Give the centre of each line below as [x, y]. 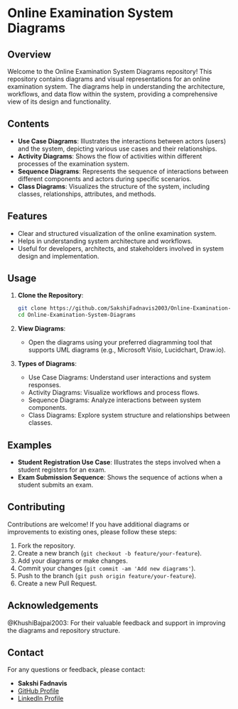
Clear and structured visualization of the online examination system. [117, 233]
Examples [29, 445]
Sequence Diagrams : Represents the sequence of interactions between [123, 171]
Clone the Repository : [50, 296]
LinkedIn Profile [40, 698]
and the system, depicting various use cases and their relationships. [117, 148]
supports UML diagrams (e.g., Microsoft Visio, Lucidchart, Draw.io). [127, 350]
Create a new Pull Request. [57, 583]
